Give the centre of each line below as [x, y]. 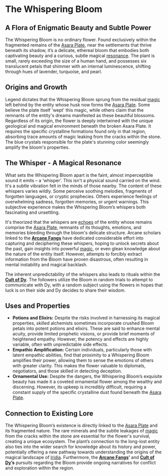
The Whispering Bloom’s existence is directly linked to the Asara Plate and [81, 425]
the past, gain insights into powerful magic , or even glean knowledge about [83, 248]
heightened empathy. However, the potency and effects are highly [80, 339]
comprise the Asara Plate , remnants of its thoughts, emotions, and [73, 227]
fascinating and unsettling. [32, 212]
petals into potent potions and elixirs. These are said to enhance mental [86, 328]
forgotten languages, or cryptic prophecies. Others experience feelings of [81, 196]
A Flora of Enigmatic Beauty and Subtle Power [78, 28]
